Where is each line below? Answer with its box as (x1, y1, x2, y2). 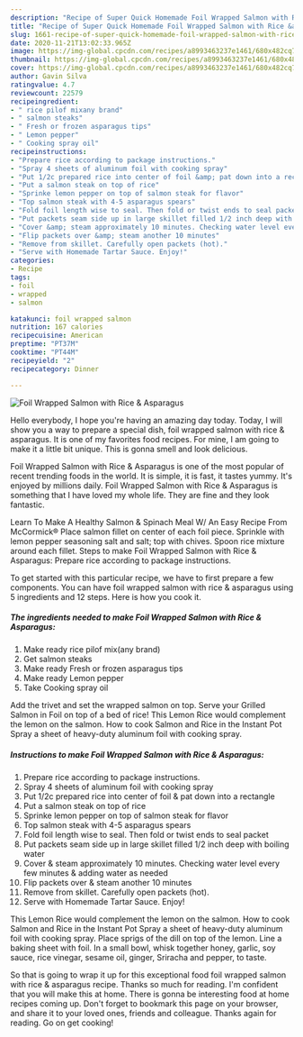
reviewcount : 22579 (10, 88, 84, 97)
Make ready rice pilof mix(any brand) (22, 644, 161, 655)
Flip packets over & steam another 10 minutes (22, 878, 192, 888)
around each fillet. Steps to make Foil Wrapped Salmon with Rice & (10, 545, 257, 556)
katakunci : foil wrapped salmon (10, 314, 131, 323)
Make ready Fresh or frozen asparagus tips (22, 663, 183, 674)
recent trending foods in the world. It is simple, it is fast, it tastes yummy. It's (10, 470, 293, 481)
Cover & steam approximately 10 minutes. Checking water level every (22, 858, 281, 869)
